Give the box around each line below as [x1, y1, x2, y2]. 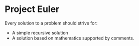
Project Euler [5, 3, 60, 15]
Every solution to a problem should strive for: [5, 20, 98, 26]
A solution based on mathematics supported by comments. [12, 35, 134, 41]
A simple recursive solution [12, 29, 68, 35]
